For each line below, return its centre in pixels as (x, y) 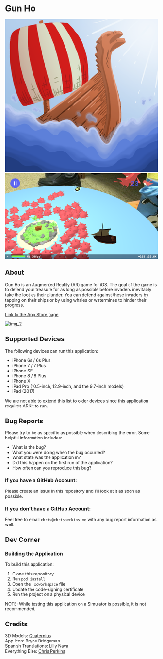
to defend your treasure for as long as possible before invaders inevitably (78, 289)
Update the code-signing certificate (48, 589)
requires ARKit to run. (26, 406)
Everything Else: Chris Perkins (35, 651)
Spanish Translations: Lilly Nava (37, 646)
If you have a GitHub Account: (41, 480)
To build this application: (30, 564)
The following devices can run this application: (52, 351)
